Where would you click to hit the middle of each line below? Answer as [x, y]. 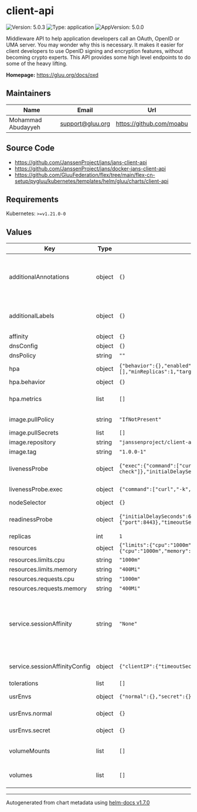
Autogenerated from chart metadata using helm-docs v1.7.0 [78, 803]
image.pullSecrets [34, 433]
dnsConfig [23, 346]
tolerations [24, 683]
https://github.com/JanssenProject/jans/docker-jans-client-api [90, 168]
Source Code [30, 148]
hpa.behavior [27, 382]
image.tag [23, 452]
